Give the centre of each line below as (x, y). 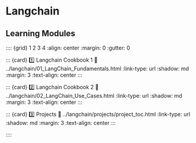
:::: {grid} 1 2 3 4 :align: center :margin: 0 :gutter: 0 (68, 48)
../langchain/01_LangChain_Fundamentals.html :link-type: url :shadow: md (97, 68)
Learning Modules (41, 33)
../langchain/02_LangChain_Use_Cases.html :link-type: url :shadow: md (94, 96)
